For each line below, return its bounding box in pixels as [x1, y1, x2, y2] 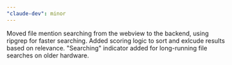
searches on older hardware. [6, 51, 89, 59]
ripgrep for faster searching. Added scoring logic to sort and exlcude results [6, 36, 226, 45]
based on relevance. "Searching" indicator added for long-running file [6, 44, 208, 52]
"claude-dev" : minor [6, 10, 67, 17]
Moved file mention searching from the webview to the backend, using [6, 29, 209, 37]
